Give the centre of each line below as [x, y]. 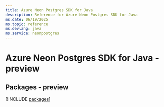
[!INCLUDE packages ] [28, 99]
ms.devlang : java [23, 29]
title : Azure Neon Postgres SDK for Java [49, 10]
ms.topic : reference [27, 24]
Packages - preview [37, 87]
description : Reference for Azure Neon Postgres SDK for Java [71, 15]
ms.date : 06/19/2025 [27, 19]
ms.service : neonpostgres [32, 33]
